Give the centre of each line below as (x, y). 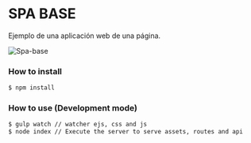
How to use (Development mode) (73, 108)
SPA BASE (42, 14)
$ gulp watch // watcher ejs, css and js (78, 124)
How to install (35, 71)
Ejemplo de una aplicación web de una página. (85, 36)
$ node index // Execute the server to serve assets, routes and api (126, 132)
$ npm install (32, 88)
